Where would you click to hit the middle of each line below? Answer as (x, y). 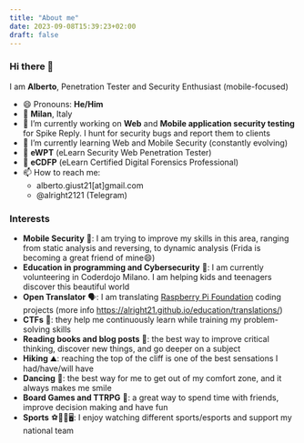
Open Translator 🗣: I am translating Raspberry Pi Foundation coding (152, 297)
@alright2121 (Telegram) (81, 195)
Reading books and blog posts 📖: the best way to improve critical (146, 338)
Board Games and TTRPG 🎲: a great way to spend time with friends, (151, 398)
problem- (261, 319)
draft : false (34, 35)
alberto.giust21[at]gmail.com (90, 185)
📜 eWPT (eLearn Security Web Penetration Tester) (117, 152)
